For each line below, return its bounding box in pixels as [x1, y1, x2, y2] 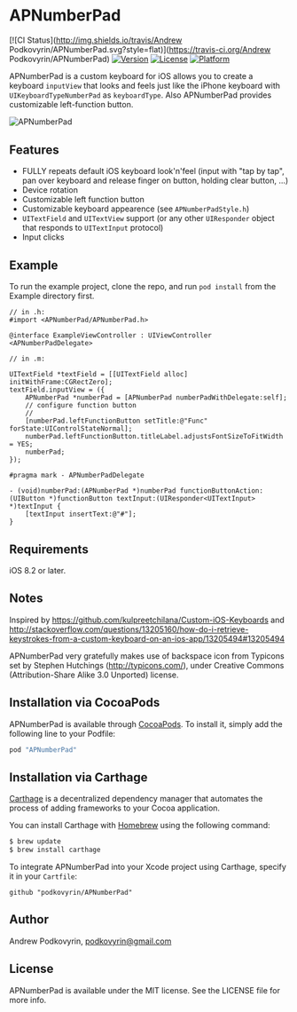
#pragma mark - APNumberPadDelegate [9, 471, 145, 480]
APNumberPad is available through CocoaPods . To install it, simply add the [9, 718, 283, 729]
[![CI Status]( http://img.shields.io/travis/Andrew [9, 35, 183, 45]
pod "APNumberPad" [9, 745, 77, 755]
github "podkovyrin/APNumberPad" [9, 889, 133, 897]
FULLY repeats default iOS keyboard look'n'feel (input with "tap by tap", [21, 166, 285, 177]
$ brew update [9, 837, 62, 846]
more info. [9, 994, 47, 1005]
